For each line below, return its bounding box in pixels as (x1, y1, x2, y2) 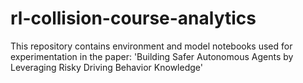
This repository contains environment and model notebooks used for (10, 40, 293, 52)
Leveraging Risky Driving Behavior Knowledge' (10, 61, 203, 73)
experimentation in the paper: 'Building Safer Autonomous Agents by (10, 50, 294, 62)
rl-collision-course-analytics (10, 7, 257, 30)
